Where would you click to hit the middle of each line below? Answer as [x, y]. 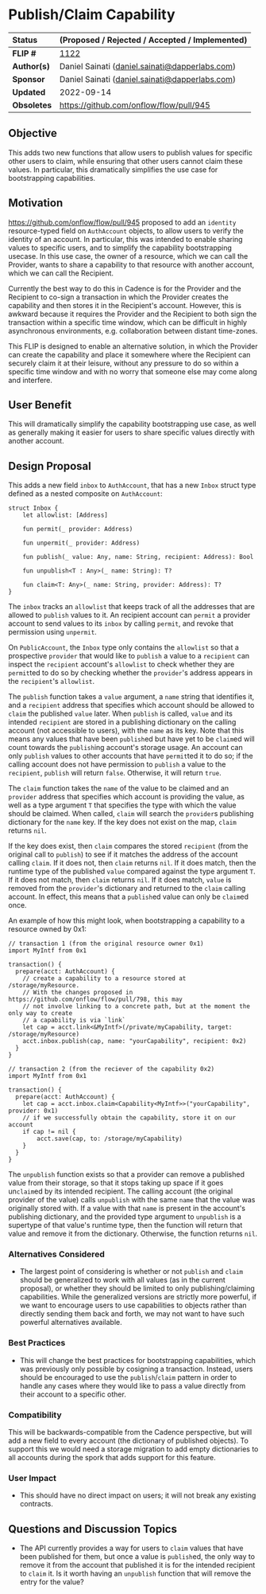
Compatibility [35, 1415]
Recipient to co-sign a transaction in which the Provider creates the [118, 297]
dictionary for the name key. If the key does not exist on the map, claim [122, 822]
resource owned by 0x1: [48, 929]
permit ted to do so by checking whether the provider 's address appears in [131, 673]
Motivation [36, 203]
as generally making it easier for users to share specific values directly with [132, 432]
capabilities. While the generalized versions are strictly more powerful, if [138, 1297]
